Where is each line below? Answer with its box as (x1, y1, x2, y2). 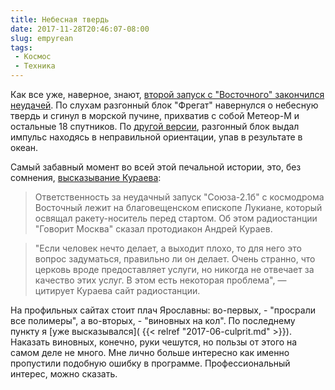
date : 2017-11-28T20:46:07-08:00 (10, 24, 150, 34)
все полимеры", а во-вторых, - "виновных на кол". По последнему (10, 315, 296, 326)
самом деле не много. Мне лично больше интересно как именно (10, 347, 290, 358)
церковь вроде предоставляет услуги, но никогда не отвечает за (34, 264, 315, 275)
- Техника (14, 61, 56, 71)
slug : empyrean (10, 33, 74, 43)
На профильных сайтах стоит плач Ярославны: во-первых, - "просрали (10, 304, 316, 316)
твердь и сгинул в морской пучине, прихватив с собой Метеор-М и (10, 110, 300, 121)
